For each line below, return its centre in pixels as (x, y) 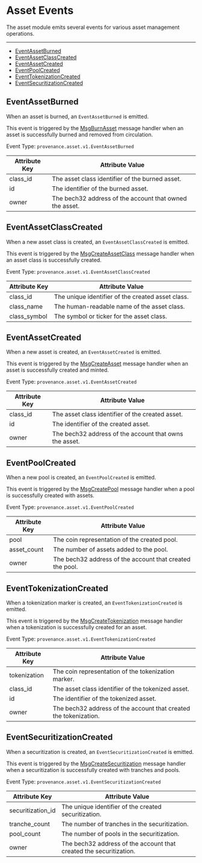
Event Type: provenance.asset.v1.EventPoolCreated (70, 507)
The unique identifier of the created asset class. (121, 297)
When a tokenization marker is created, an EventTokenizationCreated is (94, 603)
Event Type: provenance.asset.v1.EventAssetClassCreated (78, 271)
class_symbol (28, 316)
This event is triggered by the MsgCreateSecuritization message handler (96, 764)
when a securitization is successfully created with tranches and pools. (93, 770)
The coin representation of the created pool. (115, 540)
